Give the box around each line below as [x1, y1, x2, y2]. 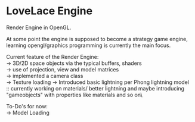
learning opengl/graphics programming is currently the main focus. [6, 42, 171, 49]
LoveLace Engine [6, 4, 93, 18]
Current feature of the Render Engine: [6, 53, 99, 60]
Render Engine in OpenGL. [6, 24, 72, 31]
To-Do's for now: [6, 102, 48, 110]
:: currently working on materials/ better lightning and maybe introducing [6, 85, 185, 92]
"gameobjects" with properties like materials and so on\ [6, 91, 143, 98]
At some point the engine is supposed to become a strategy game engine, [6, 35, 188, 42]
